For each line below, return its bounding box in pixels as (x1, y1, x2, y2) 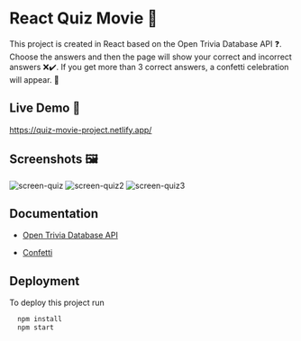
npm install (17, 315, 63, 324)
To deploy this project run (9, 297, 105, 309)
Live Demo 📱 (9, 101, 81, 116)
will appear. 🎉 (9, 74, 60, 85)
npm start (17, 323, 54, 332)
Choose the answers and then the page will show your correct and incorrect (9, 51, 293, 62)
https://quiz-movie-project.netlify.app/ (9, 124, 152, 135)
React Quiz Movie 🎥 (9, 8, 158, 29)
